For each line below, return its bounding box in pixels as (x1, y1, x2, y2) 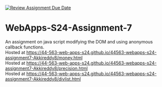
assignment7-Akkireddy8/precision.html (5, 65, 88, 71)
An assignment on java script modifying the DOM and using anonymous (5, 38, 153, 44)
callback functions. (5, 44, 44, 50)
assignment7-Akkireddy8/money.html (5, 54, 83, 60)
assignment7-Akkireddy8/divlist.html (5, 75, 81, 82)
